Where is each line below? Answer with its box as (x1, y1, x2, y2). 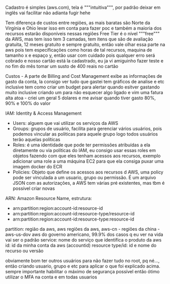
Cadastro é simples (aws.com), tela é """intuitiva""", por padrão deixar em (5, 5, 161, 10)
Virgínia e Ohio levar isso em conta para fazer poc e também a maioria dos (5, 25, 162, 31)
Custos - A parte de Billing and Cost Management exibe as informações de (5, 73, 162, 79)
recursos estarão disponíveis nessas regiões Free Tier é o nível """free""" (5, 31, 160, 36)
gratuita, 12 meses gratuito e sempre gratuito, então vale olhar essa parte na (5, 41, 165, 48)
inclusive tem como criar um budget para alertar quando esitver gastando (5, 84, 160, 90)
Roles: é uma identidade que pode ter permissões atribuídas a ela (12, 142, 151, 148)
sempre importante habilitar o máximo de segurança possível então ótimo (5, 269, 160, 274)
